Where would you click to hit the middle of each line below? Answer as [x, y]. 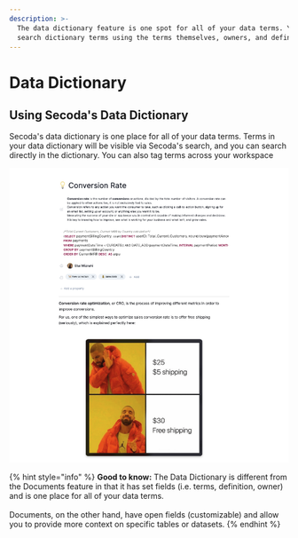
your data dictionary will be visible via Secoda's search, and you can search [148, 146]
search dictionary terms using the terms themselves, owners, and [142, 37]
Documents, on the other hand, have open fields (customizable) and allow [144, 515]
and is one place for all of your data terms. [86, 496]
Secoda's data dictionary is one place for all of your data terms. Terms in [142, 137]
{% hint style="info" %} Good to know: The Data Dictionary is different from [149, 477]
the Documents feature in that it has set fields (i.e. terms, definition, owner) [146, 487]
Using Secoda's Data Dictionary [99, 115]
